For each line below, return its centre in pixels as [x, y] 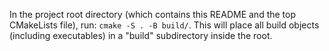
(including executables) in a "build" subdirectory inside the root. [141, 35]
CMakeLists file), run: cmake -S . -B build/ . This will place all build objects [164, 25]
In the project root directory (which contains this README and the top [153, 14]
